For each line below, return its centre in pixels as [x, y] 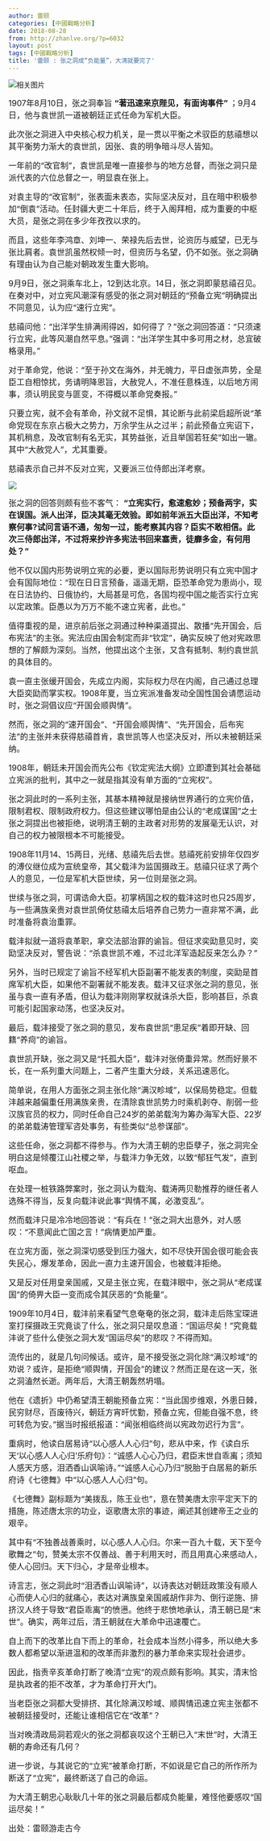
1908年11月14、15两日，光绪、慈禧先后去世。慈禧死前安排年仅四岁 [134, 854]
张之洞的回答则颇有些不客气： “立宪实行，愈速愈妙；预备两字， [129, 503]
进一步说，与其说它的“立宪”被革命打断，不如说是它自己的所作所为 [133, 1765]
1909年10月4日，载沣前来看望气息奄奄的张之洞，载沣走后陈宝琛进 [133, 1313]
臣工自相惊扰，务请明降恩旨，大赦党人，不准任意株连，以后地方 [130, 382]
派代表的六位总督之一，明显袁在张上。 [81, 177]
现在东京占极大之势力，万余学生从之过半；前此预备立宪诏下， [142, 425]
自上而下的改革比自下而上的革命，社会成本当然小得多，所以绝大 [130, 1640]
